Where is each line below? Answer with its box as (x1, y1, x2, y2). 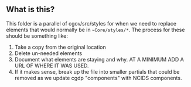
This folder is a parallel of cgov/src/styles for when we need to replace (6, 20, 177, 27)
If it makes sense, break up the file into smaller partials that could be (14, 68, 180, 75)
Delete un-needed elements (14, 49, 83, 57)
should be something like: (6, 32, 69, 39)
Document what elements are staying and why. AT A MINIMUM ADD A (14, 56, 185, 63)
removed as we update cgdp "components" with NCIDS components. (14, 74, 182, 81)
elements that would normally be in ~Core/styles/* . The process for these (6, 26, 185, 33)
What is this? (6, 5, 55, 14)
